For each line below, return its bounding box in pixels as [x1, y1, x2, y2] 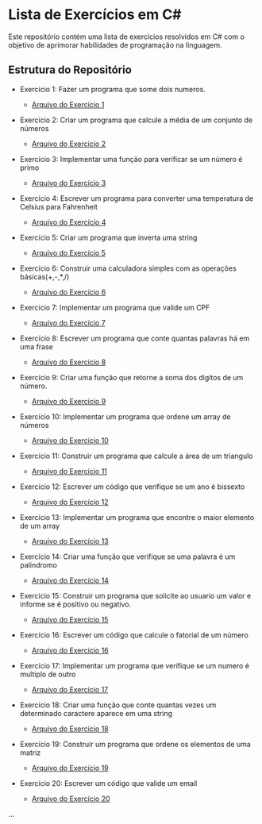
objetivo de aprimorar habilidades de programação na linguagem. [8, 40, 222, 49]
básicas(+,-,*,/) [19, 271, 70, 281]
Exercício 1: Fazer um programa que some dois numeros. [19, 84, 206, 94]
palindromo [19, 560, 58, 569]
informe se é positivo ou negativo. [19, 599, 132, 609]
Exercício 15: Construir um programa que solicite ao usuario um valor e [19, 591, 252, 600]
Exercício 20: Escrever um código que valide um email [19, 778, 198, 787]
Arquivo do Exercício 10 [31, 435, 109, 445]
